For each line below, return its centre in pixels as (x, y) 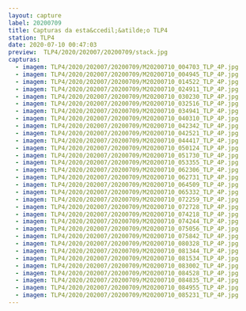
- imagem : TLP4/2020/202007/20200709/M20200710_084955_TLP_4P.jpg (127, 288)
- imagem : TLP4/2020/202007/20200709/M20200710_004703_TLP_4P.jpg (127, 67)
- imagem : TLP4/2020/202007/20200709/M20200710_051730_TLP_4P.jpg (127, 155)
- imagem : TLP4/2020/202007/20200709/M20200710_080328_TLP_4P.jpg (127, 244)
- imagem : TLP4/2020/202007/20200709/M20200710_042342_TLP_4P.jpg (127, 126)
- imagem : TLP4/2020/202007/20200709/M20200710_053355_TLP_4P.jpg (127, 163)
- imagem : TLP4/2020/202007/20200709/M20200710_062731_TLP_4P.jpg (127, 178)
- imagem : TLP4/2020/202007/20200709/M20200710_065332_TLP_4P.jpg (127, 192)
